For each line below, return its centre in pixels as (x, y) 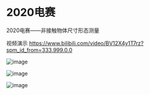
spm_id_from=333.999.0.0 (39, 50)
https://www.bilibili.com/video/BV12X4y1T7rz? (86, 43)
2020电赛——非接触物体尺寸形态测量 (53, 30)
